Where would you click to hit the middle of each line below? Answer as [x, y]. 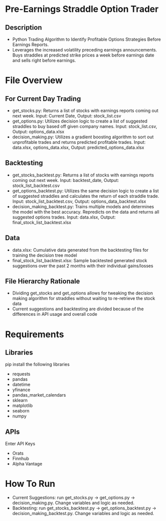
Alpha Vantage [27, 464]
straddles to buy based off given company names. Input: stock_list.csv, [84, 126]
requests [21, 374]
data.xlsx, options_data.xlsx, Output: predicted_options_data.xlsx [78, 147]
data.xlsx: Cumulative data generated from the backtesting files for [80, 250]
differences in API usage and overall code [55, 314]
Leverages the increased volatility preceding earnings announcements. [84, 50]
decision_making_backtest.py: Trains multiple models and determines [83, 206]
